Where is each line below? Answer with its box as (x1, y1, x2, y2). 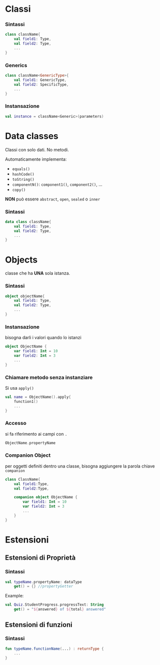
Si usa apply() (5, 385, 34, 391)
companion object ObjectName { (14, 495, 78, 500)
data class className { (5, 219, 51, 224)
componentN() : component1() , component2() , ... (12, 181, 103, 187)
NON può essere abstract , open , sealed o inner (5, 196, 100, 202)
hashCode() (12, 172, 35, 177)
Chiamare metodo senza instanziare (5, 374, 93, 381)
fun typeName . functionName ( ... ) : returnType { (5, 646, 104, 651)
